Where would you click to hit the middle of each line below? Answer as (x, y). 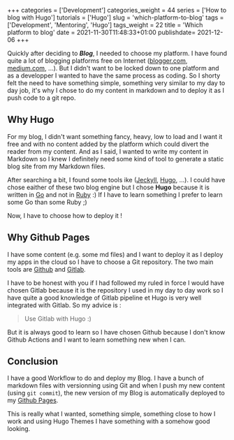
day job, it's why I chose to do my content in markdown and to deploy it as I (116, 90)
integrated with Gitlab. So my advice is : (64, 305)
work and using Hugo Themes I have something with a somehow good (109, 421)
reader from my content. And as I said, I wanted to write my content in (108, 151)
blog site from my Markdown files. (57, 166)
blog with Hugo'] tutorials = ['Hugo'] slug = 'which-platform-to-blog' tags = (116, 17)
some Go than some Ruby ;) (47, 202)
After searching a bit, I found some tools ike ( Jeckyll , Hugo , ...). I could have (116, 179)
